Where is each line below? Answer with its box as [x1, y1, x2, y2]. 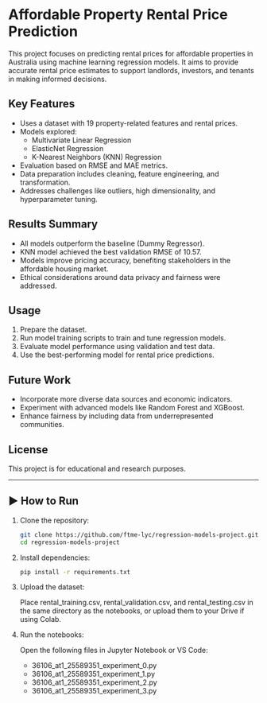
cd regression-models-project [19, 538, 121, 546]
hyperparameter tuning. [19, 194, 98, 204]
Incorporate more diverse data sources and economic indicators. [19, 394, 233, 404]
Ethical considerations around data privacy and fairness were [19, 272, 221, 282]
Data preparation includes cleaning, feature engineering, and [19, 169, 219, 178]
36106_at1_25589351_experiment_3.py [31, 686, 157, 696]
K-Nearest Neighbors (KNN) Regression [31, 152, 162, 161]
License [8, 443, 48, 456]
